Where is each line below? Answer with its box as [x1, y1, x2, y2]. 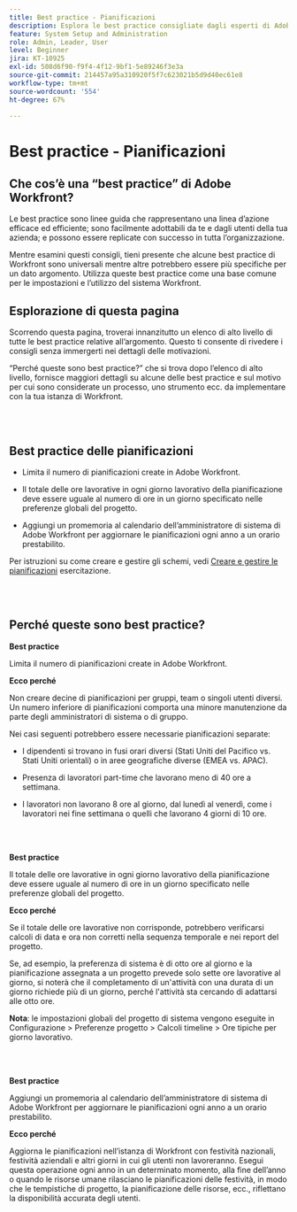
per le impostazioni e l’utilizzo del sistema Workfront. [9, 278, 202, 289]
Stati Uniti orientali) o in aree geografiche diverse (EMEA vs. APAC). [21, 754, 269, 766]
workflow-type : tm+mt [9, 79, 89, 88]
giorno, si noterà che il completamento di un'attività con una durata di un [9, 977, 274, 987]
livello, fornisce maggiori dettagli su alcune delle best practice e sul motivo [9, 373, 281, 383]
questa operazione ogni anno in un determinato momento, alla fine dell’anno [9, 1164, 286, 1175]
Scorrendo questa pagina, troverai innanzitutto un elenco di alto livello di [9, 327, 273, 337]
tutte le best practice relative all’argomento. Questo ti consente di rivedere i [9, 336, 283, 347]
